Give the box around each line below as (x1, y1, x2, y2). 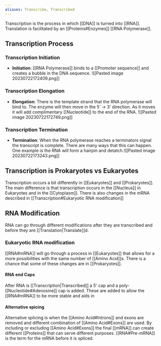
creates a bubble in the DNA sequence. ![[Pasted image (12, 70, 124, 76)
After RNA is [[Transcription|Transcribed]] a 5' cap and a (5, 282, 118, 289)
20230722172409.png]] (12, 76, 60, 82)
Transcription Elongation (5, 88, 64, 95)
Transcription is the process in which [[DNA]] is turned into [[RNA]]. (5, 20, 141, 26)
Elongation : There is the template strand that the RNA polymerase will (12, 99, 152, 104)
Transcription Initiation (5, 54, 60, 61)
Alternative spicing (5, 304, 45, 310)
